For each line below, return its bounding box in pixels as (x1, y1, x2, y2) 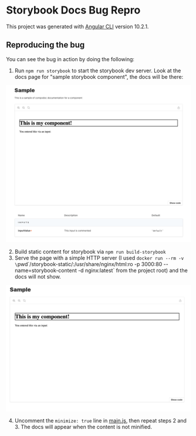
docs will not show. (14, 273, 62, 280)
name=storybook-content (14, 267, 77, 274)
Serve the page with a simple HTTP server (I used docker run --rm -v (14, 254, 184, 261)
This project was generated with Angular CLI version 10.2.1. (6, 23, 149, 30)
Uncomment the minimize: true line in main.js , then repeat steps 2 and (14, 417, 187, 424)
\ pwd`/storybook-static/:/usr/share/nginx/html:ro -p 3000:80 (14, 260, 163, 267)
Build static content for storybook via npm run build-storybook (14, 248, 166, 255)
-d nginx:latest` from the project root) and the (78, 267, 188, 274)
